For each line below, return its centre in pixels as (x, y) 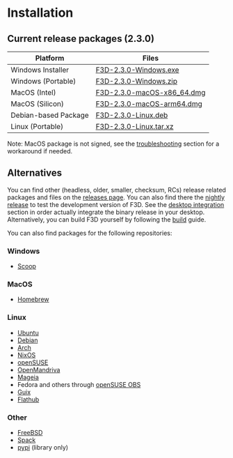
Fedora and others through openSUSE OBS (79, 384)
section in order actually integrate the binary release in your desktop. (106, 212)
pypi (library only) (42, 447)
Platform (50, 58)
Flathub (28, 399)
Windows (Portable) (43, 81)
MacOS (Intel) (33, 92)
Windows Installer (40, 70)
